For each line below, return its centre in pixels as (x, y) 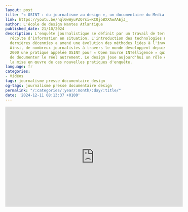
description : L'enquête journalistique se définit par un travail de (80, 34)
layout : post (19, 10)
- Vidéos (14, 76)
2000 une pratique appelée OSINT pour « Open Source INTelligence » (84, 52)
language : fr (19, 67)
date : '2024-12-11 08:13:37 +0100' (43, 95)
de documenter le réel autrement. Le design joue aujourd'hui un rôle (86, 57)
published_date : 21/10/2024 (35, 29)
